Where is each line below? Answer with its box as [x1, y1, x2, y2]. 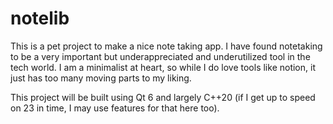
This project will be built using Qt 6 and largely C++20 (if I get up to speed [10, 91, 316, 103]
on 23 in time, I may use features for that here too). [10, 102, 220, 114]
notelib [10, 7, 70, 30]
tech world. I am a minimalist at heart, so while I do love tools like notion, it [10, 61, 316, 73]
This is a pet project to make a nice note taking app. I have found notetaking [10, 40, 323, 52]
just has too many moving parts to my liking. [10, 72, 192, 84]
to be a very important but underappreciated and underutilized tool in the [10, 50, 311, 62]
